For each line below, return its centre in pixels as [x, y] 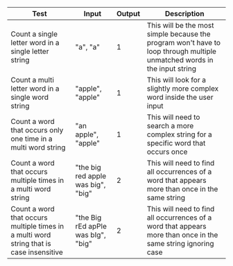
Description [184, 14]
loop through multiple [182, 51]
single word [30, 97]
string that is [31, 243]
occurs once [167, 152]
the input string [171, 69]
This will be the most [180, 25]
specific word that [176, 143]
